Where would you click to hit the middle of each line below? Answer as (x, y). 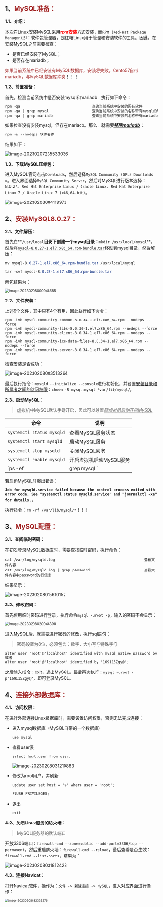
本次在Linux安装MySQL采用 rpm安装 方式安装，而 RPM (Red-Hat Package (76, 32)
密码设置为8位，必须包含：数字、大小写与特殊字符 (67, 644)
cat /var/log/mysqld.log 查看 (78, 560)
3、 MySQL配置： (31, 527)
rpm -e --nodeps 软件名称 (30, 134)
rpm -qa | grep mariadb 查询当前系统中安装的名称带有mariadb (81, 116)
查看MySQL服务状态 (92, 433)
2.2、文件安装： (21, 301)
